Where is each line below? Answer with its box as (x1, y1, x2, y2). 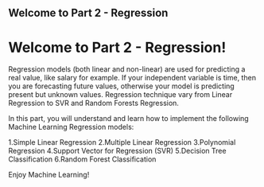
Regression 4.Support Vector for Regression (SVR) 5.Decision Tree (8, 146, 227, 156)
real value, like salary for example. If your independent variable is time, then (8, 73, 257, 83)
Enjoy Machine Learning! (8, 170, 90, 180)
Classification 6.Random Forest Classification (8, 154, 157, 164)
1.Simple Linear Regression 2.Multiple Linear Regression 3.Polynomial (8, 138, 236, 147)
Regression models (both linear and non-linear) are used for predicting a (8, 64, 246, 74)
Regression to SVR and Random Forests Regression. (8, 99, 179, 108)
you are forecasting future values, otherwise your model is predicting (8, 81, 235, 91)
